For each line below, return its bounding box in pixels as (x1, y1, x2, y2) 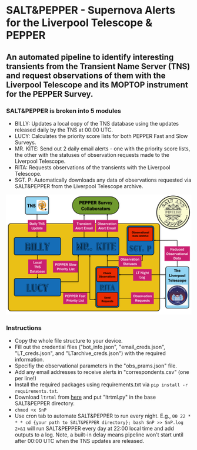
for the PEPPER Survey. (6, 89, 94, 99)
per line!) (14, 375, 37, 382)
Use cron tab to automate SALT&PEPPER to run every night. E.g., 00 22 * (14, 412, 191, 419)
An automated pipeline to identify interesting (6, 52, 174, 62)
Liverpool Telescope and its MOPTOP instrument (6, 80, 188, 90)
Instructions (6, 324, 42, 332)
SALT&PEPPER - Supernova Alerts (6, 4, 175, 17)
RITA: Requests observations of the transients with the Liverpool (14, 163, 171, 171)
